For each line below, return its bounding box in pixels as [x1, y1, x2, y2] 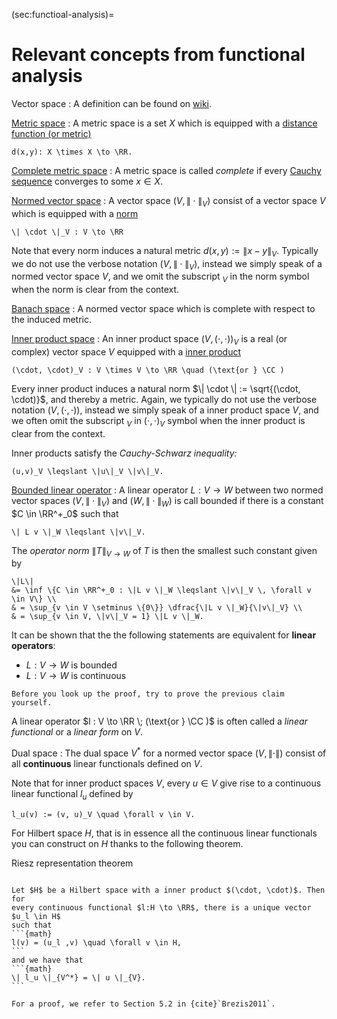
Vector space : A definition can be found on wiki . [11, 97, 212, 109]
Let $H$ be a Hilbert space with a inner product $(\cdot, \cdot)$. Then [11, 885, 326, 895]
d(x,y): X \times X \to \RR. [11, 147, 133, 157]
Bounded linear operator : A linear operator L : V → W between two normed [11, 484, 324, 496]
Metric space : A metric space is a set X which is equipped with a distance [11, 117, 318, 129]
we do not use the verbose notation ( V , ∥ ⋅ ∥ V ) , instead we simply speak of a [11, 257, 323, 272]
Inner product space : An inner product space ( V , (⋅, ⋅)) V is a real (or [11, 333, 288, 347]
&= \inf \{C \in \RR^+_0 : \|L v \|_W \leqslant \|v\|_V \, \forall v [11, 585, 312, 596]
